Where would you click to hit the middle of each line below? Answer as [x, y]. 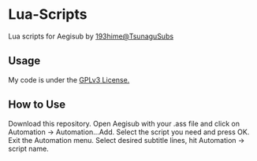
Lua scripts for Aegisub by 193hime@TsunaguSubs [91, 36]
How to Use [37, 105]
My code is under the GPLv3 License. [69, 79]
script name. [28, 148]
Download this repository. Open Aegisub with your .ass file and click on [124, 123]
